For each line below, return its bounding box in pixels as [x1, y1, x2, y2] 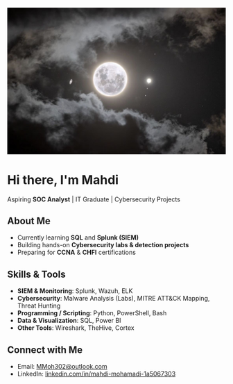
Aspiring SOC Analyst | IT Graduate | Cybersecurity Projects [7, 195, 180, 203]
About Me [7, 215, 51, 226]
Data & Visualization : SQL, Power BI [17, 317, 121, 325]
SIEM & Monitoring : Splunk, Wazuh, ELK [17, 287, 133, 295]
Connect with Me [7, 344, 83, 356]
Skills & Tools [7, 268, 66, 280]
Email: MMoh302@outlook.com [17, 362, 107, 371]
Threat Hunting [17, 301, 61, 310]
